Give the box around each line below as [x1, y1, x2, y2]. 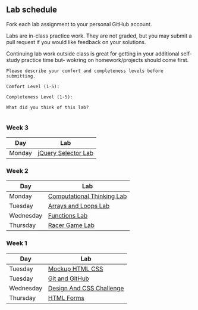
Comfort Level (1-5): [6, 83, 60, 89]
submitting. [6, 73, 36, 79]
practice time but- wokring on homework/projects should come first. [21, 56, 189, 63]
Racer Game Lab [48, 221, 95, 230]
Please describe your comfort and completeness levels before [6, 68, 164, 74]
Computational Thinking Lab [48, 192, 127, 200]
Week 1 [6, 239, 28, 247]
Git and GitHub [48, 274, 89, 283]
